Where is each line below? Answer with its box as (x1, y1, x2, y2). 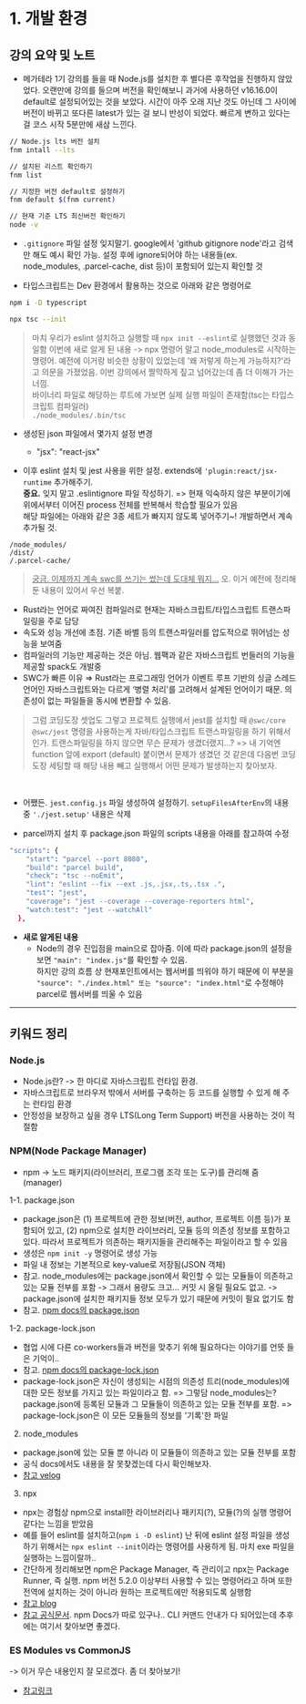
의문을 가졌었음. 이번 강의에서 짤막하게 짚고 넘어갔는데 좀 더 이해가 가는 (41, 366, 294, 377)
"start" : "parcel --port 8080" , (25, 854, 148, 864)
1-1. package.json (9, 1195, 76, 1206)
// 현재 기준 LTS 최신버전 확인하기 (9, 211, 126, 221)
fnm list (9, 170, 43, 180)
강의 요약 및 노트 (9, 47, 96, 63)
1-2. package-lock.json (9, 1322, 96, 1333)
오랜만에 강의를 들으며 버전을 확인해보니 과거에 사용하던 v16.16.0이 (42, 85, 278, 96)
